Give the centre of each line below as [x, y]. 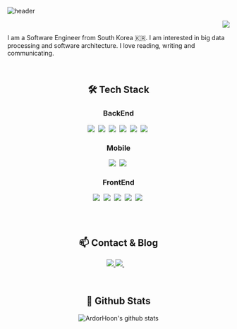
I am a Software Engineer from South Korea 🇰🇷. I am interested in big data [116, 38]
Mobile [119, 148]
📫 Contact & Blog [119, 243]
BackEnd [119, 113]
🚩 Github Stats [119, 301]
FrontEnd [119, 182]
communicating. [31, 53]
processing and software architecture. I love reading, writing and [101, 45]
